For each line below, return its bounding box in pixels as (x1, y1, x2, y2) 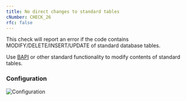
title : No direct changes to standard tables (6, 8, 119, 15)
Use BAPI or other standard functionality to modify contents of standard (6, 54, 181, 61)
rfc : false (6, 19, 33, 25)
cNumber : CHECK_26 (6, 14, 51, 20)
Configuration (6, 74, 47, 83)
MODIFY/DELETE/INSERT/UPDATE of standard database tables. (6, 42, 161, 49)
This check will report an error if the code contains (6, 36, 129, 43)
